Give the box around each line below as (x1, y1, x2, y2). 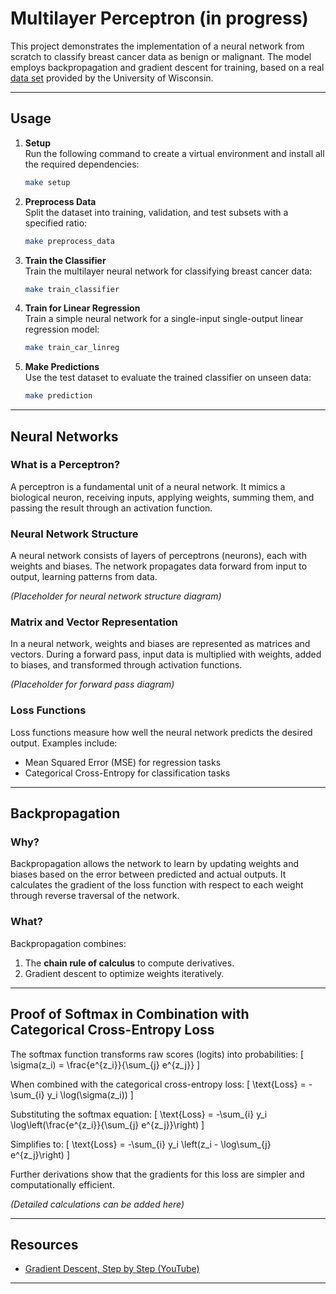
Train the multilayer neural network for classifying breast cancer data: (24, 265, 313, 277)
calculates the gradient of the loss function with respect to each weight (10, 879, 304, 891)
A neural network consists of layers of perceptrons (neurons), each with (10, 550, 307, 562)
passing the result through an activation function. (10, 502, 213, 514)
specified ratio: (24, 217, 88, 229)
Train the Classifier (24, 254, 107, 266)
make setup (24, 177, 71, 187)
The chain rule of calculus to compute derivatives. (24, 957, 235, 969)
